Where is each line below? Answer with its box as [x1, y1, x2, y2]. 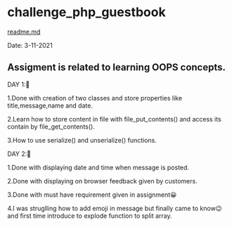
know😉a [200, 204, 223, 212]
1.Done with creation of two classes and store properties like [7, 93, 183, 102]
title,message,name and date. [7, 101, 94, 110]
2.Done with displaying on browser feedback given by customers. [7, 176, 198, 185]
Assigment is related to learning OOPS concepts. [7, 61, 226, 74]
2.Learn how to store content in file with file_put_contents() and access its [7, 115, 221, 123]
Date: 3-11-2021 [7, 41, 53, 49]
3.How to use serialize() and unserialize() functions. [7, 136, 157, 144]
